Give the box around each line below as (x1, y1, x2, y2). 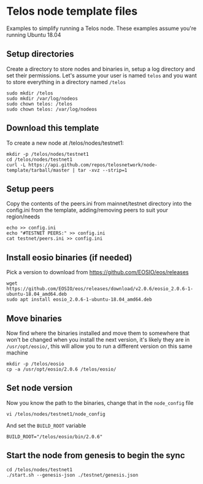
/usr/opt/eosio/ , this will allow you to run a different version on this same (6, 342, 193, 350)
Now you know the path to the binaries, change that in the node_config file (6, 399, 194, 406)
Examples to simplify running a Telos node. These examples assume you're (6, 25, 197, 32)
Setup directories (6, 49, 75, 60)
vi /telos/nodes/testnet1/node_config (6, 411, 105, 417)
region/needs (6, 213, 40, 220)
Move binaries (6, 313, 63, 323)
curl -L (6, 161, 26, 168)
